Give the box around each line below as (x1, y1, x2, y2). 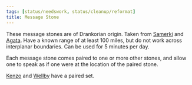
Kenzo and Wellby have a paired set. (6, 72, 95, 79)
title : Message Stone (6, 14, 59, 20)
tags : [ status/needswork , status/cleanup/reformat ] (6, 8, 135, 15)
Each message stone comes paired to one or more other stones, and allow (6, 54, 187, 61)
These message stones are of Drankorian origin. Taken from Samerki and (6, 30, 184, 37)
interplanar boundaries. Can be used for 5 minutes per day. (6, 42, 150, 50)
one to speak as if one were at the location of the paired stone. (6, 60, 158, 68)
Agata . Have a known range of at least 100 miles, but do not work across (6, 37, 183, 44)
